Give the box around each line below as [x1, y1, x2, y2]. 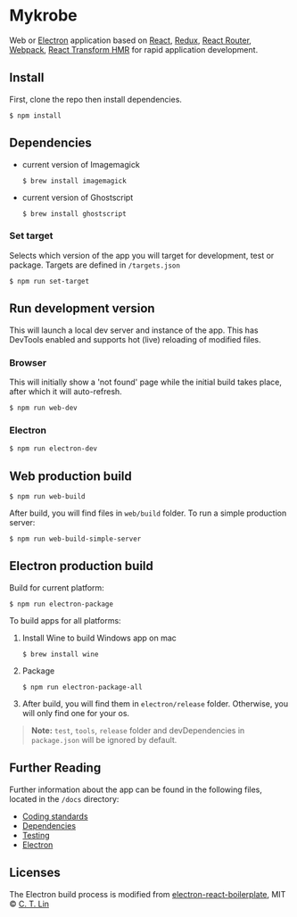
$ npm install [9, 111, 62, 120]
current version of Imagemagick [21, 159, 140, 169]
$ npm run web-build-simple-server [9, 534, 142, 544]
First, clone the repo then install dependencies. [9, 94, 183, 104]
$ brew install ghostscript [21, 209, 127, 219]
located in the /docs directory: [9, 793, 120, 804]
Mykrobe [9, 5, 78, 26]
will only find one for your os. [21, 707, 130, 718]
